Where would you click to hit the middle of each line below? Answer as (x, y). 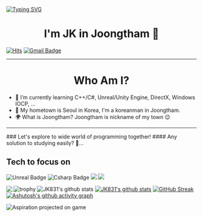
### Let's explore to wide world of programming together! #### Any (92, 137)
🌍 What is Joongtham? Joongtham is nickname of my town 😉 (93, 117)
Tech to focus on (38, 162)
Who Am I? (101, 81)
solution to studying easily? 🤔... (45, 143)
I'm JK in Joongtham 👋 (101, 34)
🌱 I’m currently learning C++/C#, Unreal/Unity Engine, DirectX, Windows (105, 97)
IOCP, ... (25, 103)
